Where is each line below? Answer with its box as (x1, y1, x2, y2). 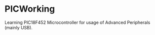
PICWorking (4, 3, 55, 15)
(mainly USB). (4, 24, 33, 30)
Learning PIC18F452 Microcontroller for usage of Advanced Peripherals (4, 19, 151, 25)
